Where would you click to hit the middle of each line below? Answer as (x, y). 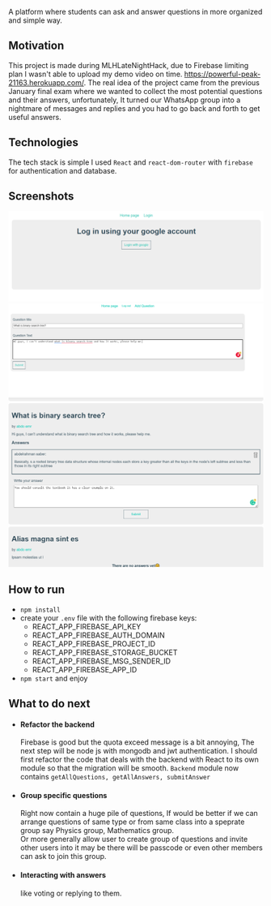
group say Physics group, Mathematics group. (97, 831)
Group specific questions (64, 795)
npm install (40, 610)
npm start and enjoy (54, 678)
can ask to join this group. (63, 857)
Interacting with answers (63, 875)
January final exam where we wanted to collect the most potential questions (135, 91)
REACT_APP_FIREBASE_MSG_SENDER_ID (102, 661)
